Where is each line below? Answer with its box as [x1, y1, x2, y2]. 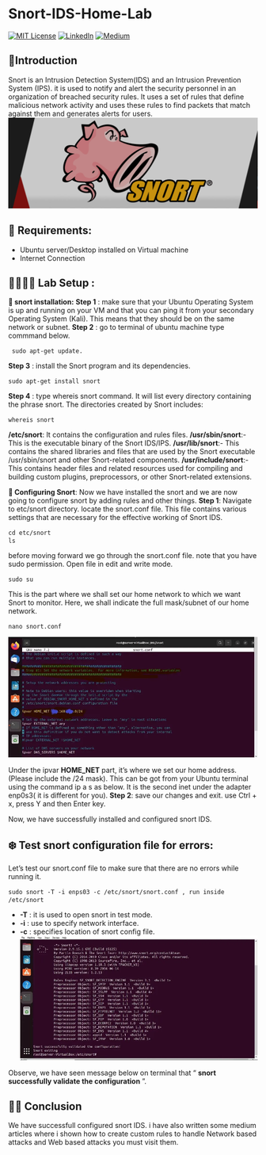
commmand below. [8, 331, 70, 341]
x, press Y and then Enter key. [8, 799, 106, 809]
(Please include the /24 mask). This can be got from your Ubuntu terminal [8, 774, 249, 783]
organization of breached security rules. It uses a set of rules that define [8, 92, 245, 101]
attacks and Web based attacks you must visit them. [8, 1138, 179, 1147]
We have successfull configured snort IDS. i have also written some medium [8, 1121, 256, 1130]
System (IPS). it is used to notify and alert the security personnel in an [8, 83, 237, 93]
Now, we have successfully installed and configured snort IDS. [8, 814, 212, 824]
